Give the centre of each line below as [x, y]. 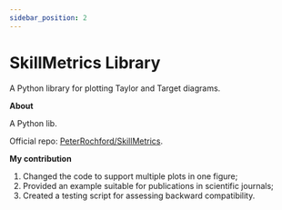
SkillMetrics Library [85, 62]
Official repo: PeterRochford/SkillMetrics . [86, 141]
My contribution [40, 158]
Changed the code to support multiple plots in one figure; [130, 176]
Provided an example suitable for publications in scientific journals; [148, 185]
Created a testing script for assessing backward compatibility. [139, 195]
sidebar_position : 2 [49, 18]
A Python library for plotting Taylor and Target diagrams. [115, 88]
